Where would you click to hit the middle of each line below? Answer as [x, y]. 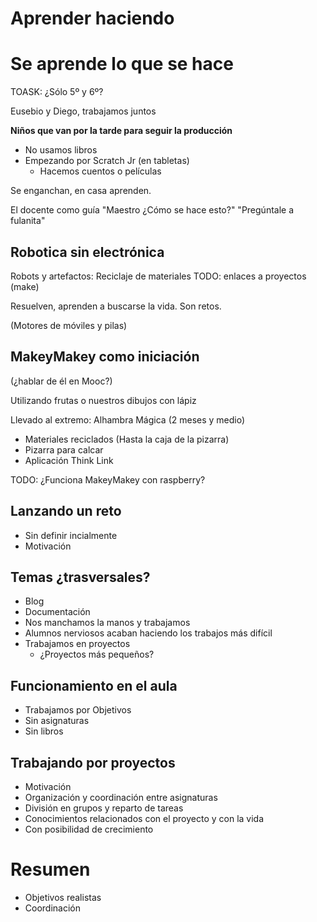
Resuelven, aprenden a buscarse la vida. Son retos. [116, 306]
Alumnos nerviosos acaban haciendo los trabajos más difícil [148, 633]
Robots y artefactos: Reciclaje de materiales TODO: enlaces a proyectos [158, 276]
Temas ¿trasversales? [80, 577]
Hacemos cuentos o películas [100, 171]
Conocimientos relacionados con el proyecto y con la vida [144, 818]
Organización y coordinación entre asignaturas [121, 797]
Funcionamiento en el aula [94, 685]
